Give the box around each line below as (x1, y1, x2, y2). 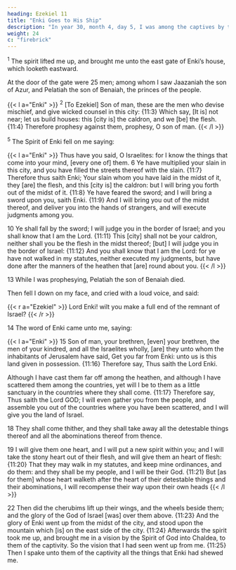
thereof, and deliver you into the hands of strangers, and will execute (7, 203, 206, 212)
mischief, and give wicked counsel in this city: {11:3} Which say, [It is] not (7, 108, 219, 116)
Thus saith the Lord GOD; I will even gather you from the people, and (7, 396, 206, 404)
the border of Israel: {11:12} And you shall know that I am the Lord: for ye (7, 247, 216, 255)
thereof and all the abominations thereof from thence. (7, 432, 163, 440)
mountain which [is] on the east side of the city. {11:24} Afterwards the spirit (7, 526, 227, 535)
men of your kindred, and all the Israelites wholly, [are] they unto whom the (7, 345, 225, 354)
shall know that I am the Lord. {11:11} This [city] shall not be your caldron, (7, 232, 218, 240)
